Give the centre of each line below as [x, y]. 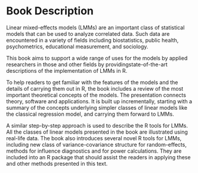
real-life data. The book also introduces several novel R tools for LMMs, [94, 138]
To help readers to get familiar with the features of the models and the [92, 82]
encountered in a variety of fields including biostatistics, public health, [92, 40]
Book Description [50, 11]
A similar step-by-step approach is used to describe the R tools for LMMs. [97, 125]
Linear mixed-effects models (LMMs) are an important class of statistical [95, 27]
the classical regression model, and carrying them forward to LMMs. [90, 114]
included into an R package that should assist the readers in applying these [98, 157]
